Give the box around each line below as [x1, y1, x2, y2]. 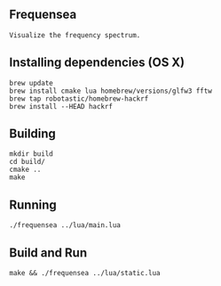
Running [9, 197, 58, 212]
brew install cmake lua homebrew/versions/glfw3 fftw [9, 86, 213, 95]
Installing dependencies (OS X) [9, 55, 185, 70]
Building [9, 127, 56, 142]
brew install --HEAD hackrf [9, 102, 114, 110]
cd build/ [9, 158, 46, 167]
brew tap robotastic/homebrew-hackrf [9, 94, 149, 103]
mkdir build [9, 150, 53, 159]
